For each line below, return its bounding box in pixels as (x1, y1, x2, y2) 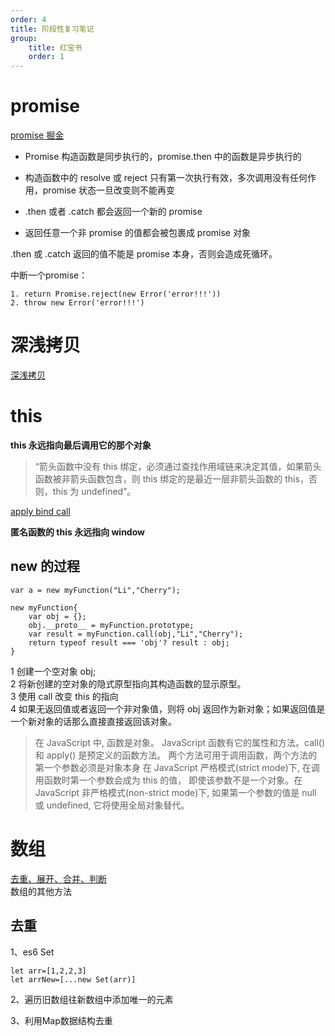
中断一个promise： (10, 269, 88, 281)
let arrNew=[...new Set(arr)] (10, 974, 137, 985)
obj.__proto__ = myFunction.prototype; (28, 620, 195, 630)
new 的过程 (10, 558, 81, 575)
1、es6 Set (10, 946, 55, 958)
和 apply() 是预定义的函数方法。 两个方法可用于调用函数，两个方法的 (34, 749, 318, 761)
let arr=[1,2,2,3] (10, 966, 87, 976)
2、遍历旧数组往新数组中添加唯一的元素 (10, 993, 174, 1005)
